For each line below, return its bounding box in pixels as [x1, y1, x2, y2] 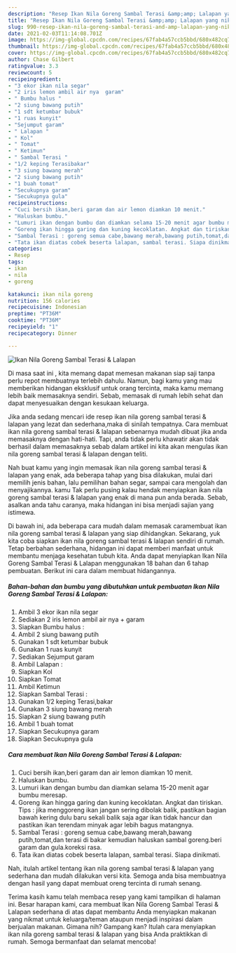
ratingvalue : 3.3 [8, 63, 59, 70]
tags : [8, 258, 24, 265]
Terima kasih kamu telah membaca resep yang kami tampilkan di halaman [8, 893, 221, 901]
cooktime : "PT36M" [8, 317, 62, 324]
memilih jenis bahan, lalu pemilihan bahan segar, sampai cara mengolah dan [8, 478, 228, 487]
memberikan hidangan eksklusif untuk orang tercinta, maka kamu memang [8, 383, 223, 392]
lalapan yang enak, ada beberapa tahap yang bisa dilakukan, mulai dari [8, 471, 213, 479]
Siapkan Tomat [18, 675, 62, 683]
